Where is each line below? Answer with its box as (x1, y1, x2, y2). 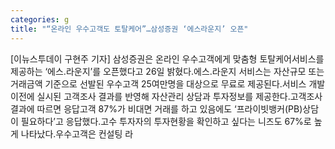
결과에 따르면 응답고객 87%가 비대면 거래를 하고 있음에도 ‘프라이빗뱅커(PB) (10, 102, 303, 115)
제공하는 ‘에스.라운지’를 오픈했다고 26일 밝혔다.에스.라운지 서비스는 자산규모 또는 (10, 65, 325, 77)
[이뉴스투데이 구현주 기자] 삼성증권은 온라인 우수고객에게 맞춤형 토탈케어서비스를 (10, 52, 325, 65)
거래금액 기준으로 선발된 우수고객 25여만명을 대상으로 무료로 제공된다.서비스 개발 (10, 77, 326, 90)
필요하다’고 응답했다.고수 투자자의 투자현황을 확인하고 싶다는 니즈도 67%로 (20, 115, 312, 127)
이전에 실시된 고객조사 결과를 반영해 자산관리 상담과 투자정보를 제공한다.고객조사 (10, 90, 323, 102)
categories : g (10, 14, 70, 25)
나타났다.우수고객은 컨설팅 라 (20, 127, 134, 140)
